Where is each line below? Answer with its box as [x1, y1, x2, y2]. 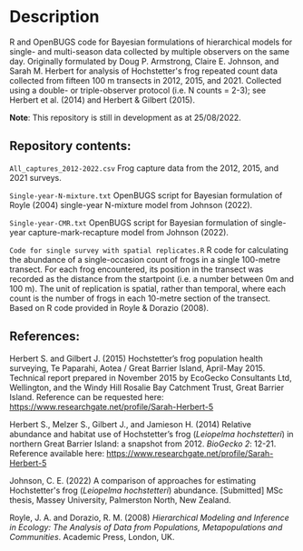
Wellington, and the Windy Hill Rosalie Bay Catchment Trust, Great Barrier [9, 382, 284, 393]
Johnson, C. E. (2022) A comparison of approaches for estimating [9, 475, 257, 486]
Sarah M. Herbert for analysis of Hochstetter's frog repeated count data [9, 65, 279, 76]
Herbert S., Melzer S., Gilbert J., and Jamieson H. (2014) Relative [9, 418, 252, 429]
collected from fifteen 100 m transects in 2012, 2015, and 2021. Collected [9, 75, 282, 85]
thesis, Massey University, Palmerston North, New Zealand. [9, 494, 231, 506]
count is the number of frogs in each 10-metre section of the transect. [9, 293, 270, 304]
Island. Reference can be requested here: [9, 391, 164, 402]
